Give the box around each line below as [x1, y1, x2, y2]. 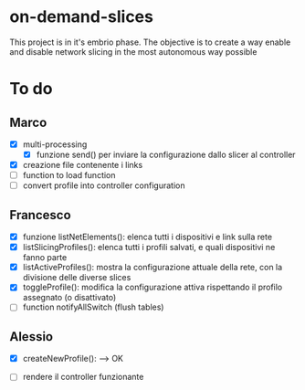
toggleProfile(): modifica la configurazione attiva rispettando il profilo [22, 281, 283, 293]
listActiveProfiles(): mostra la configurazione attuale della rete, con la [22, 262, 283, 273]
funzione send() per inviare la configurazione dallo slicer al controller [36, 149, 296, 160]
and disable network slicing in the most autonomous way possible [9, 46, 258, 57]
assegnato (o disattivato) [22, 292, 117, 303]
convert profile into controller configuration [22, 180, 185, 191]
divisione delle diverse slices [22, 272, 131, 283]
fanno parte [22, 252, 68, 263]
